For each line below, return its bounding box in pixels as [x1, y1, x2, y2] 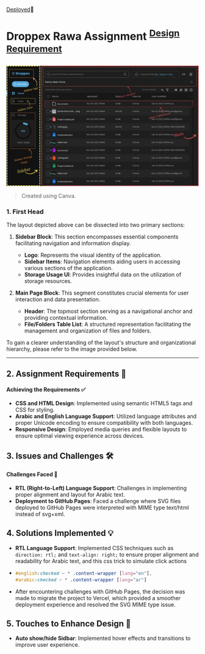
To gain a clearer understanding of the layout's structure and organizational [6, 339, 196, 346]
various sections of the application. [24, 264, 113, 271]
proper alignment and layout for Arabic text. [15, 491, 125, 498]
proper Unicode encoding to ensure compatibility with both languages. [15, 419, 193, 427]
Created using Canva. [21, 192, 76, 199]
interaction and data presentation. [15, 295, 101, 303]
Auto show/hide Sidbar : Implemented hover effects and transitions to [15, 634, 191, 642]
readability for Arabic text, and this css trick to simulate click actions [15, 557, 187, 565]
